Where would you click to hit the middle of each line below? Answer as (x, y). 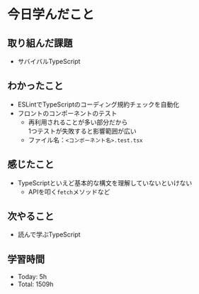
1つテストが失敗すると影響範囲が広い (82, 131)
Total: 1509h (35, 284)
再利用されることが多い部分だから (78, 122)
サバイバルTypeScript (49, 61)
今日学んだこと (51, 15)
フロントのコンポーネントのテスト (67, 113)
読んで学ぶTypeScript (49, 234)
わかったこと (35, 86)
